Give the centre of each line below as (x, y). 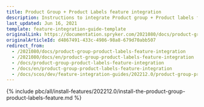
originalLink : (24, 35)
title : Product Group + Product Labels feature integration (84, 12)
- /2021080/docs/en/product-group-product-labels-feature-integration (103, 57)
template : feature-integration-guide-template (66, 29)
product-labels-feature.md (39, 98)
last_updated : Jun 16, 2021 (42, 23)
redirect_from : (25, 46)
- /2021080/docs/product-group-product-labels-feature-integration (99, 52)
